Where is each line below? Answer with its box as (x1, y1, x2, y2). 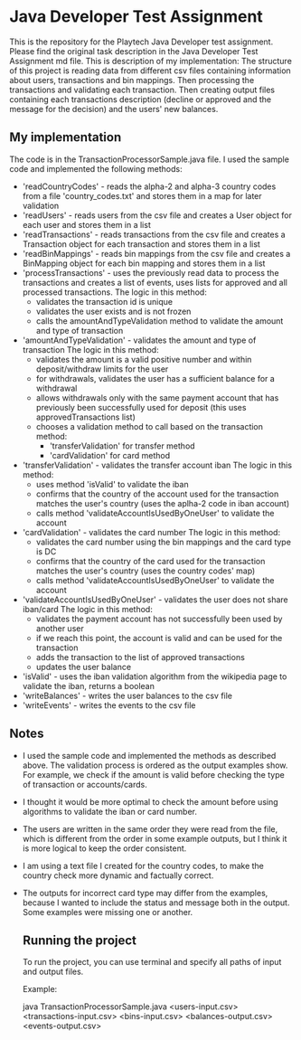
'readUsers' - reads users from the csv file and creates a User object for (22, 210, 292, 221)
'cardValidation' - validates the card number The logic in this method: (22, 526, 281, 537)
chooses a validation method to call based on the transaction (35, 421, 264, 431)
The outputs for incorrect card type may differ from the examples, (22, 887, 268, 898)
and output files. (22, 966, 84, 978)
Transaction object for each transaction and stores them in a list (22, 238, 260, 250)
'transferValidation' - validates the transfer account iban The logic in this (22, 459, 292, 470)
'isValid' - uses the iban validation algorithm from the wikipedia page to (22, 671, 287, 682)
